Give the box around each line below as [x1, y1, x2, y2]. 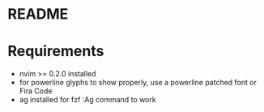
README [7, 5, 69, 24]
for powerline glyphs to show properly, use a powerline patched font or [19, 78, 257, 88]
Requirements [7, 42, 104, 61]
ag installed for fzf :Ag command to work [19, 95, 156, 105]
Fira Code [19, 86, 53, 96]
